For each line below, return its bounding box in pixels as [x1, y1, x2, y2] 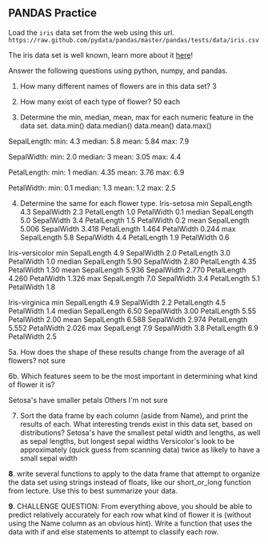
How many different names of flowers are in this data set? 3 [19, 81, 218, 91]
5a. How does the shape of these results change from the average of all [8, 347, 246, 357]
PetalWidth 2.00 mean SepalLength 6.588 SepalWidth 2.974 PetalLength [8, 314, 248, 324]
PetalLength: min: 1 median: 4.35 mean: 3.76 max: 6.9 [8, 167, 185, 177]
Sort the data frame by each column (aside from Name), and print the [19, 410, 249, 420]
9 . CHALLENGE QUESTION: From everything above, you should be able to [8, 501, 253, 511]
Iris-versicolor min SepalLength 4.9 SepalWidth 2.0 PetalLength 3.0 [8, 248, 230, 257]
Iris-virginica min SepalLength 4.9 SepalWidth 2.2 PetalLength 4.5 [8, 297, 226, 307]
